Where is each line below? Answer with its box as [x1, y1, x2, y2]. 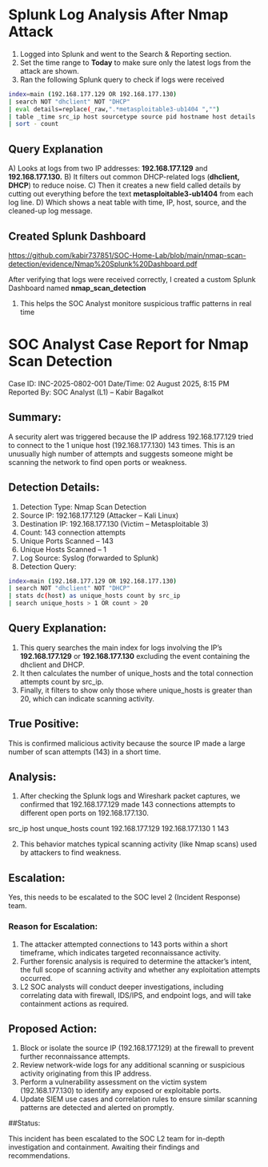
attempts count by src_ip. [19, 676, 104, 686]
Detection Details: [8, 481, 100, 495]
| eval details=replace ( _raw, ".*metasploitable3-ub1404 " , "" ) [8, 105, 220, 113]
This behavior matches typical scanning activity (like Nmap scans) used [19, 839, 258, 849]
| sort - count [8, 120, 59, 128]
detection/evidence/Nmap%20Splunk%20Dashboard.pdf [8, 259, 198, 269]
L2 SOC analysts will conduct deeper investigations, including [19, 982, 224, 991]
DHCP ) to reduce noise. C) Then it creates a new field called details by [8, 180, 242, 190]
